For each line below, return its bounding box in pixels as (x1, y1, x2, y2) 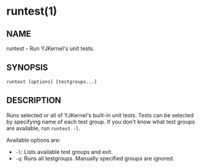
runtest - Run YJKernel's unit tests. (6, 45, 95, 52)
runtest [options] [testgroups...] (6, 78, 97, 85)
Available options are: (6, 136, 61, 144)
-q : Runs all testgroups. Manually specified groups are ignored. (15, 155, 175, 162)
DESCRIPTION (6, 95, 61, 106)
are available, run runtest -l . (6, 124, 81, 132)
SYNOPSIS (6, 62, 48, 73)
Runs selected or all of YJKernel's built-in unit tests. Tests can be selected (6, 111, 194, 119)
